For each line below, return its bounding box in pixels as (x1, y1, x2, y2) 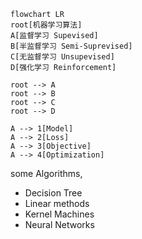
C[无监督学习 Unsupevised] (10, 52, 115, 62)
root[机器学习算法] (10, 20, 83, 30)
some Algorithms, (10, 168, 83, 179)
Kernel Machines (24, 208, 95, 220)
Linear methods (24, 198, 90, 209)
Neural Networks (24, 219, 95, 230)
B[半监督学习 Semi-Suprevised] (10, 41, 133, 51)
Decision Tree (24, 187, 83, 199)
